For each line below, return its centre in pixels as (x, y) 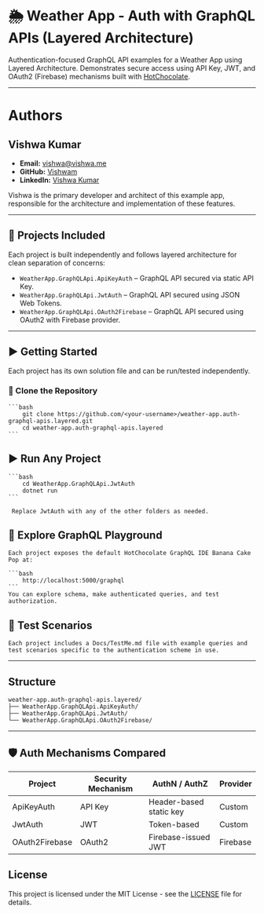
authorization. (33, 601)
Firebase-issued (180, 837)
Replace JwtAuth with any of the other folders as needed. (110, 511)
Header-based (176, 802)
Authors (35, 116)
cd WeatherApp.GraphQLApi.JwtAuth (79, 484)
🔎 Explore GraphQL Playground (85, 535)
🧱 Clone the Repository (53, 391)
